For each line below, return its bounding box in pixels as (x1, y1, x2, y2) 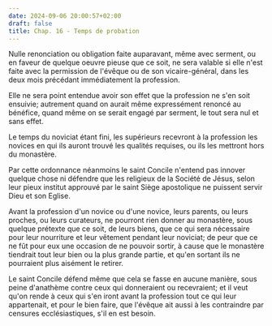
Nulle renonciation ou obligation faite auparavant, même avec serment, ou (8, 49, 257, 59)
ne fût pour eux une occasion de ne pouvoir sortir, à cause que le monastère (8, 241, 265, 251)
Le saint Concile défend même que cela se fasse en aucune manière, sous (8, 274, 257, 284)
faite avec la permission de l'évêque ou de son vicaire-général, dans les (8, 66, 249, 76)
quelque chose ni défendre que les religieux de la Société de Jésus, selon (8, 174, 256, 183)
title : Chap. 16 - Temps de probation (8, 27, 140, 35)
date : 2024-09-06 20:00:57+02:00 (8, 11, 122, 20)
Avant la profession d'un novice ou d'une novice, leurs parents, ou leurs (8, 207, 249, 217)
